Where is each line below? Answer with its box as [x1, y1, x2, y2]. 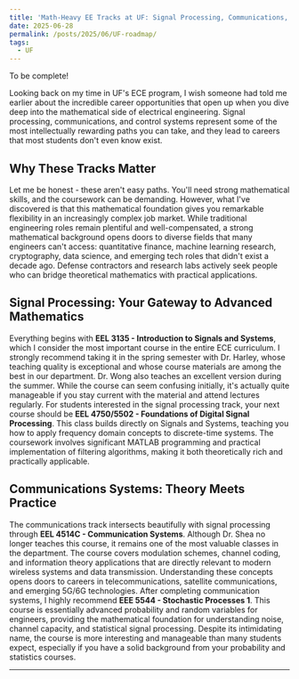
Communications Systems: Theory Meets [9, 481, 246, 497]
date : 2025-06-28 [9, 21, 74, 30]
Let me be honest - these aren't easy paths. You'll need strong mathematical [9, 184, 290, 195]
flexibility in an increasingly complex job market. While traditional [9, 213, 247, 223]
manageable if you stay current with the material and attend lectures [9, 389, 260, 400]
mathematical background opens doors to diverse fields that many [9, 231, 253, 242]
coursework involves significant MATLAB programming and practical [9, 437, 261, 448]
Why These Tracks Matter [9, 161, 157, 176]
